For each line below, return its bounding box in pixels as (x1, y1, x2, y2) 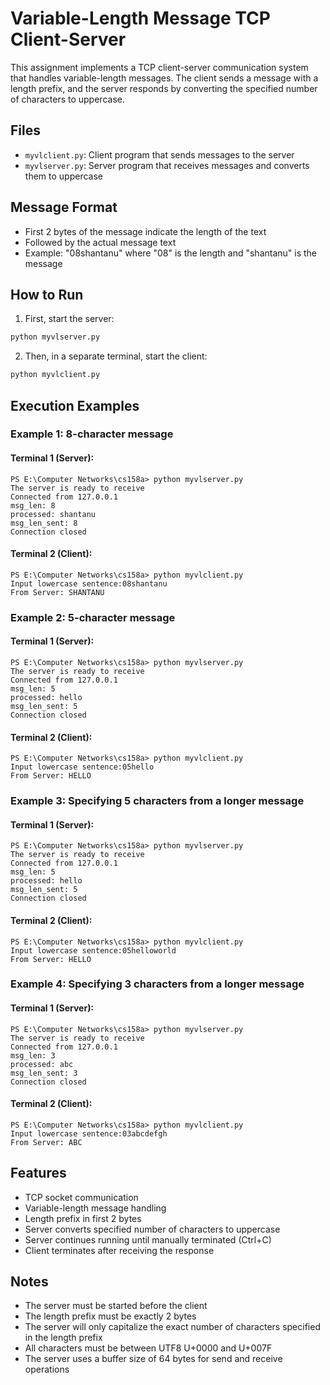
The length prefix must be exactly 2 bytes (24, 1310, 197, 1322)
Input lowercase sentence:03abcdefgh (10, 1128, 168, 1139)
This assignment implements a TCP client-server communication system (10, 61, 309, 73)
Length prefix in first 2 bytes (24, 1212, 142, 1224)
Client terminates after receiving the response (24, 1244, 215, 1256)
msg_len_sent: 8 (10, 518, 78, 528)
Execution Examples (10, 397, 140, 414)
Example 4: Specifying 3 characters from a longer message (10, 977, 305, 991)
